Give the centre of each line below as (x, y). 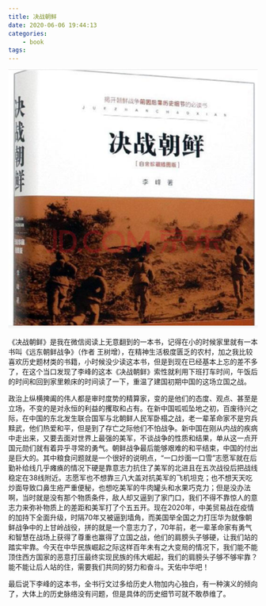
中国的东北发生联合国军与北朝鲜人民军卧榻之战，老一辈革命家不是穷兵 (143, 418)
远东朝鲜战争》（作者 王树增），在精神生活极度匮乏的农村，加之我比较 (141, 351)
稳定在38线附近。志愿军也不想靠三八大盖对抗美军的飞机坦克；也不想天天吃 (131, 478)
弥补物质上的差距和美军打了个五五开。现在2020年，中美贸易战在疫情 (142, 507)
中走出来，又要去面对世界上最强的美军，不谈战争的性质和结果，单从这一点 (129, 438)
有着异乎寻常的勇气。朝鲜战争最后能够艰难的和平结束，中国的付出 (150, 447)
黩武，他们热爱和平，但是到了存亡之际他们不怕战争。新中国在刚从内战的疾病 (133, 428)
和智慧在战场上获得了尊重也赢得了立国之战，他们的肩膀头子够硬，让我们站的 (133, 537)
